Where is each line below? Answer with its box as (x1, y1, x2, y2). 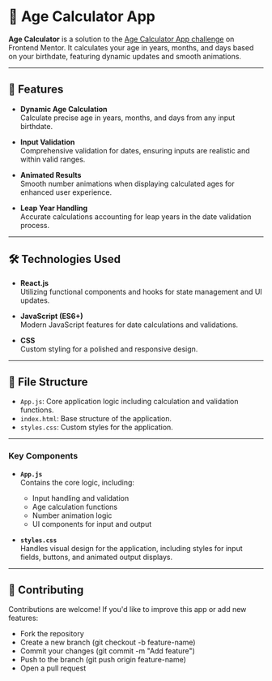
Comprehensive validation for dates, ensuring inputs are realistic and (19, 145, 250, 155)
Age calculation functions (32, 502, 118, 511)
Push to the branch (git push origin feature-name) (19, 655, 186, 665)
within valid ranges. (19, 154, 86, 164)
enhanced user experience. (19, 187, 112, 197)
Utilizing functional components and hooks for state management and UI (19, 287, 263, 296)
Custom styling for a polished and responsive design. (19, 344, 198, 354)
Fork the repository (19, 629, 85, 639)
